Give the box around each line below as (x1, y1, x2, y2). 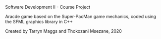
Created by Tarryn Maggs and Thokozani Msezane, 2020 (5, 28, 122, 34)
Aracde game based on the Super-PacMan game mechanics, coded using (5, 14, 157, 19)
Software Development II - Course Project (5, 4, 91, 10)
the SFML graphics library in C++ (5, 19, 73, 24)
